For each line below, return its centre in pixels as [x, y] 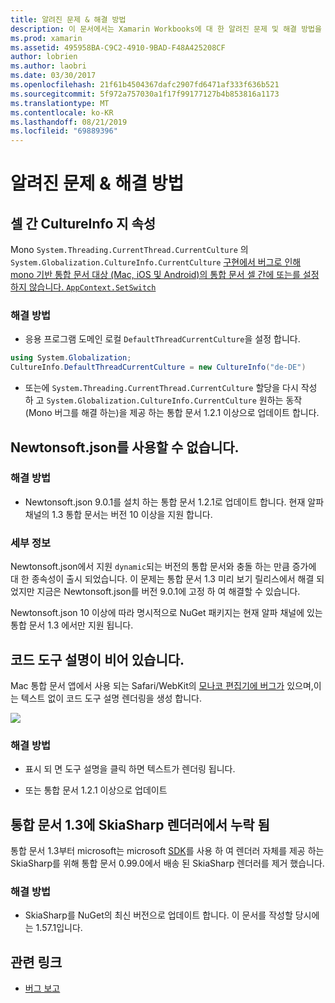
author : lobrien [44, 57]
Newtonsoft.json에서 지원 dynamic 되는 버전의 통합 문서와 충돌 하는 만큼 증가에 [163, 567]
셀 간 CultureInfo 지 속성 [83, 223]
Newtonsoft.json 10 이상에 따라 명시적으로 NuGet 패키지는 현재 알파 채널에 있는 [166, 613]
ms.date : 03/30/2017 [53, 76]
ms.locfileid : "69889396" [64, 131]
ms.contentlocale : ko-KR [62, 112]
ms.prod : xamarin [46, 38]
